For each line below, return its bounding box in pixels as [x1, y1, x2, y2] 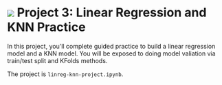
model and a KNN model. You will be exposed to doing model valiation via [7, 49, 216, 58]
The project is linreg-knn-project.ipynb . [7, 70, 124, 78]
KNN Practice [7, 19, 86, 35]
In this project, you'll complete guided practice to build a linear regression [7, 42, 216, 50]
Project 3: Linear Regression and [16, 5, 207, 21]
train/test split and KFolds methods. [7, 56, 108, 64]
